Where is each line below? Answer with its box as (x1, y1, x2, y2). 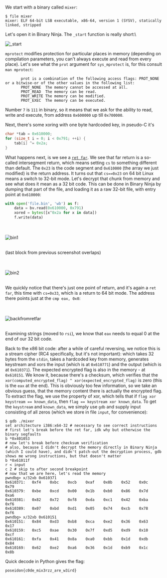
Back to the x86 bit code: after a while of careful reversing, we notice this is (5, 346, 161, 351)
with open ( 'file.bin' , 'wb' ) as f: (5, 201, 79, 206)
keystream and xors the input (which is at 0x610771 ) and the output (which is (5, 362, 162, 367)
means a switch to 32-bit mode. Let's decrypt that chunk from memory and (5, 176, 160, 182)
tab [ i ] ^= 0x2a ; (14, 141, 48, 146)
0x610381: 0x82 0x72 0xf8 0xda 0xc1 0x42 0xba (5, 497, 149, 502)
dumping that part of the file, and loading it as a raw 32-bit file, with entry (5, 186, 156, 192)
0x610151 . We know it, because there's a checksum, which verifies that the (5, 372, 158, 378)
